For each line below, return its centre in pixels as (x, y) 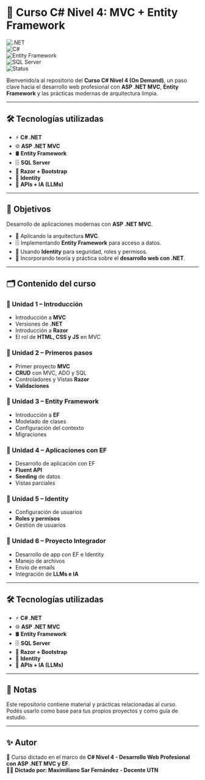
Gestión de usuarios (40, 525)
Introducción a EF (37, 415)
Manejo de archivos (40, 561)
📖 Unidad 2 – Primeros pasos (49, 353)
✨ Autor (22, 742)
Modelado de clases (41, 421)
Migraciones (31, 434)
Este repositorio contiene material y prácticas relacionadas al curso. (92, 704)
